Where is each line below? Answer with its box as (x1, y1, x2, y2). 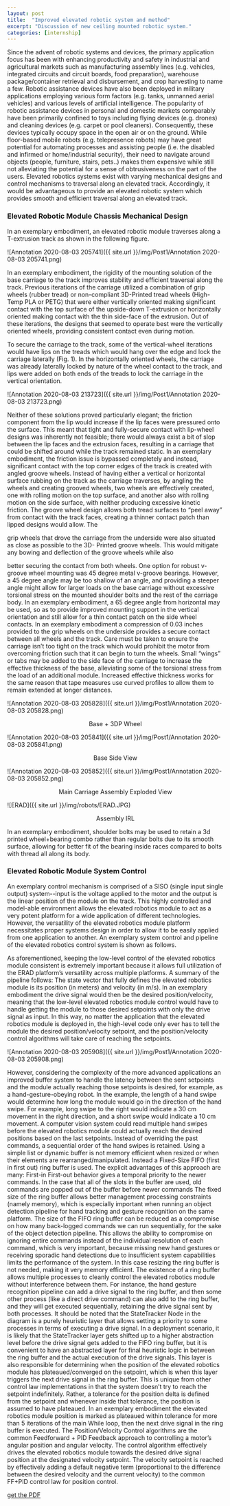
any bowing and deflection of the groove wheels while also (7, 548, 174, 556)
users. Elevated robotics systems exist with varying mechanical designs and (7, 173, 223, 181)
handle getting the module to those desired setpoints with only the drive (7, 1005, 211, 1013)
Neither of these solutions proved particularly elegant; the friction (7, 411, 192, 419)
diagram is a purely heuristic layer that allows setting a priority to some (7, 1316, 208, 1324)
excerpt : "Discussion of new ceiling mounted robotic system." (7, 23, 192, 30)
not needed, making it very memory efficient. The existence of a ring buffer (7, 1265, 220, 1274)
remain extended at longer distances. (7, 686, 113, 694)
